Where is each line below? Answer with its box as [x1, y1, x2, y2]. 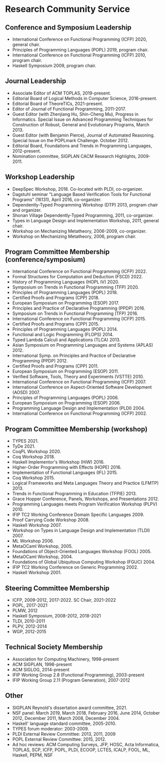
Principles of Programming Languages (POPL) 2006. [12, 395, 119, 401]
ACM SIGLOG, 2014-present [12, 666, 70, 672]
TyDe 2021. [12, 443, 35, 449]
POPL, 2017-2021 [12, 603, 48, 609]
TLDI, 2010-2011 [12, 618, 45, 624]
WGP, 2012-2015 [12, 629, 47, 635]
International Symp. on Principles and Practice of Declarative [12, 353, 136, 358]
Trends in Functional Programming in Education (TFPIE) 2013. [12, 491, 137, 497]
